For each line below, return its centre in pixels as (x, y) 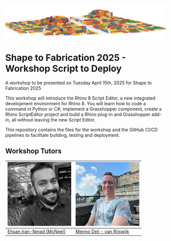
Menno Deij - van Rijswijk (102, 232)
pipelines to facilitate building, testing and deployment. (63, 135)
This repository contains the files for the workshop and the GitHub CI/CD (81, 130)
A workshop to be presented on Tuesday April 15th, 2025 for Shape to (78, 83)
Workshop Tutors (34, 151)
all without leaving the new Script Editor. (53, 119)
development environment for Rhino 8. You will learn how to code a (76, 103)
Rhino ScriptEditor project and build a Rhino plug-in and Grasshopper (78, 114)
